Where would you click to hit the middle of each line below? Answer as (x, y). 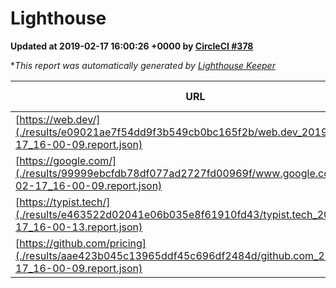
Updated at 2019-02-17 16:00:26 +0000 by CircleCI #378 (132, 46)
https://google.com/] (68, 160)
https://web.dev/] (60, 119)
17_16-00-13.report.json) (79, 227)
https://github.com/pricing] (83, 243)
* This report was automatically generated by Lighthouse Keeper (143, 65)
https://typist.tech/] (65, 202)
